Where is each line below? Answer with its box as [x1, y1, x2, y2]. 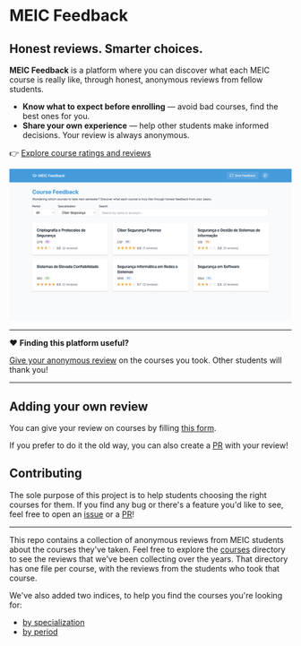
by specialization [21, 616, 85, 627]
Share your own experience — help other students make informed [21, 120, 269, 131]
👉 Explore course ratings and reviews [9, 148, 151, 158]
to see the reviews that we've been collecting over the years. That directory [9, 553, 288, 564]
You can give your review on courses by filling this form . [9, 423, 217, 434]
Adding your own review [9, 399, 149, 414]
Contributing [9, 466, 82, 481]
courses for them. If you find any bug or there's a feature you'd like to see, [9, 499, 284, 510]
